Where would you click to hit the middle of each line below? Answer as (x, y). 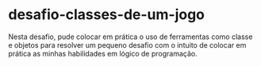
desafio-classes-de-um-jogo (106, 15)
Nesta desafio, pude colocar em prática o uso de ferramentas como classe (130, 37)
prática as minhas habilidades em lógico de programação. (103, 53)
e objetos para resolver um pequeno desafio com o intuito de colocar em (127, 45)
